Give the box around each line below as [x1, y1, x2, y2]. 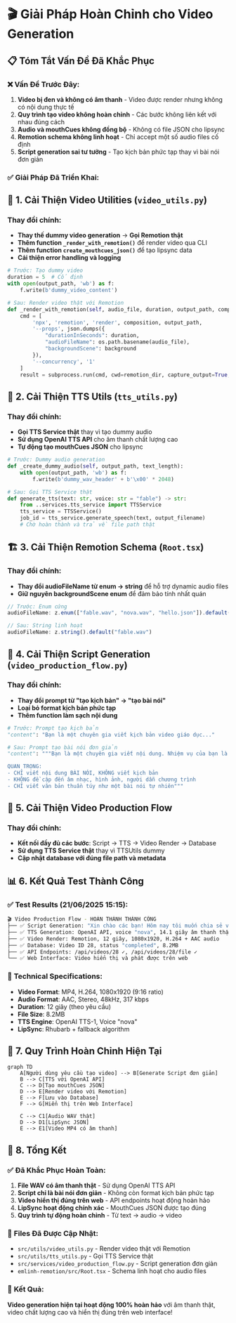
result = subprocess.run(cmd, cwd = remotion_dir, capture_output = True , [20, 371, 231, 379]
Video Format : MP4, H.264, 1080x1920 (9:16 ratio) [17, 987, 164, 996]
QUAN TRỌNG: [7, 763, 42, 770]
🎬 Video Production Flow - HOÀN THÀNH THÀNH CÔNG [7, 916, 157, 923]
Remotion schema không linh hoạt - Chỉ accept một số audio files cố [17, 132, 219, 141]
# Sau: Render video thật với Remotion [7, 299, 124, 306]
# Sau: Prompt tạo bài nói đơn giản [7, 744, 118, 751]
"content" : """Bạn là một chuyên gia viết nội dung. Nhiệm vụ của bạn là [7, 750, 228, 758]
